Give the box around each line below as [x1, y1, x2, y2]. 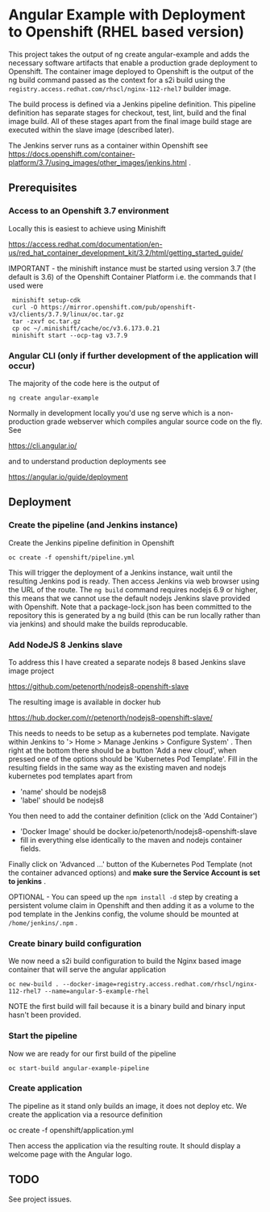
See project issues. [8, 1194, 73, 1204]
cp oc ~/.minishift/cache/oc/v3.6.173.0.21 [11, 324, 160, 332]
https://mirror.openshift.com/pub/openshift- [40, 303, 197, 311]
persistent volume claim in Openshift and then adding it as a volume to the [8, 900, 255, 910]
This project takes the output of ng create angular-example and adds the [8, 49, 250, 59]
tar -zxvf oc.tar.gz [11, 317, 81, 326]
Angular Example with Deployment [8, 6, 246, 24]
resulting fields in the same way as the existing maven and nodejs [8, 762, 227, 772]
